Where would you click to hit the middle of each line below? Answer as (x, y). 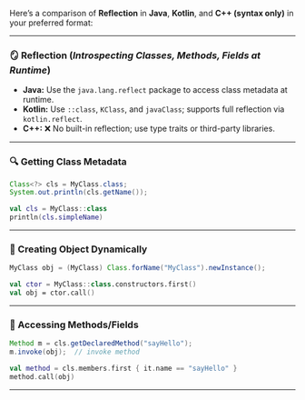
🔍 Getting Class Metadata (68, 162)
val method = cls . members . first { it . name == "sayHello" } (123, 369)
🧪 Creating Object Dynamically (79, 249)
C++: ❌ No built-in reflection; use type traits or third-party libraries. (148, 129)
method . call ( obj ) (42, 376)
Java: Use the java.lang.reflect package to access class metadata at (155, 90)
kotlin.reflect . (53, 119)
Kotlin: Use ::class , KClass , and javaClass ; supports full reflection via (153, 109)
